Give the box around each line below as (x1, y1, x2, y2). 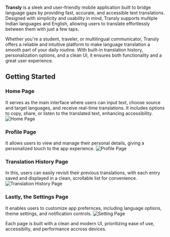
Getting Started (5, 73, 56, 81)
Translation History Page (5, 158, 69, 165)
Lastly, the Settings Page (5, 194, 69, 201)
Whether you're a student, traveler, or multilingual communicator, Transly (5, 36, 160, 42)
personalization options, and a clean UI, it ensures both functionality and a (5, 52, 162, 58)
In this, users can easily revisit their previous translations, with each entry (5, 170, 160, 176)
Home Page (5, 88, 35, 95)
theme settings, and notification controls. (5, 210, 92, 217)
